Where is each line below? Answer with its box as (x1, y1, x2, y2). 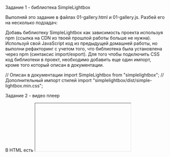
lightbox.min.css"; (5, 83, 43, 89)
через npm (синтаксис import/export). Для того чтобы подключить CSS (5, 51, 160, 57)
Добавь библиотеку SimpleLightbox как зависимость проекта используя (5, 30, 163, 35)
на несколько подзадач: (5, 20, 58, 25)
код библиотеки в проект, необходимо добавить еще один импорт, (5, 57, 152, 63)
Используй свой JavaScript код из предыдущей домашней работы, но (5, 40, 158, 46)
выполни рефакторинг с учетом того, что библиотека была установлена (5, 46, 162, 51)
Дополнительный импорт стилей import (5, 77, 92, 83)
